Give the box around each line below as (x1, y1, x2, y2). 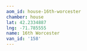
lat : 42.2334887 (6, 19, 46, 25)
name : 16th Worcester (6, 30, 60, 36)
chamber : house (6, 14, 44, 20)
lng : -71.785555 (6, 25, 46, 31)
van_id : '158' (6, 36, 42, 42)
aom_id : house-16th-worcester (6, 8, 82, 15)
